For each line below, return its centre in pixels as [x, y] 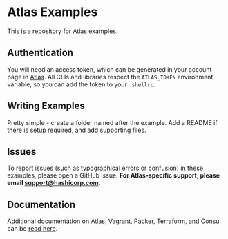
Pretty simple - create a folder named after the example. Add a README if [112, 122]
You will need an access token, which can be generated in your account [110, 69]
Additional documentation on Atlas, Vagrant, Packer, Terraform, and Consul [114, 221]
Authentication [40, 53]
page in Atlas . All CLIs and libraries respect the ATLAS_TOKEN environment [110, 77]
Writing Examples [46, 106]
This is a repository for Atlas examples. [63, 31]
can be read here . [32, 229]
